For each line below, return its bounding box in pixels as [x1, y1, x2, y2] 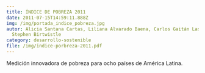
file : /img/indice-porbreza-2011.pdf [6, 43, 103, 49]
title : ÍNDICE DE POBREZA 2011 [6, 9, 86, 15]
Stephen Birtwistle [12, 32, 62, 38]
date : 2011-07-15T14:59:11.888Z [6, 15, 88, 21]
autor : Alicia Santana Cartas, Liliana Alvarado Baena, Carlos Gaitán [6, 26, 190, 32]
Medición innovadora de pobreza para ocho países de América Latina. [6, 59, 183, 67]
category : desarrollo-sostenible [6, 37, 92, 43]
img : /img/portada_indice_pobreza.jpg [6, 20, 105, 26]
